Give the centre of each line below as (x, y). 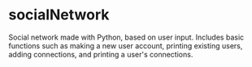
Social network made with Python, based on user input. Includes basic (126, 37)
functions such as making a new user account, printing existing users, (126, 45)
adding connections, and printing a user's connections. (101, 54)
